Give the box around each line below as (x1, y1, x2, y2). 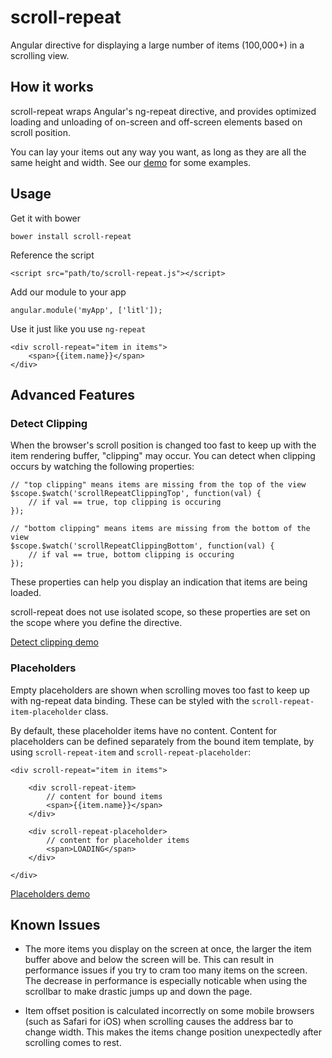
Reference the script (10, 249, 95, 261)
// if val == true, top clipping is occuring (28, 497, 222, 508)
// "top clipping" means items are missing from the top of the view (10, 480, 307, 490)
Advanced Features (10, 386, 136, 403)
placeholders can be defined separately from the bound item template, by (10, 735, 315, 747)
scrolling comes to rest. (24, 1037, 122, 1049)
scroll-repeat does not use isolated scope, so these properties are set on (10, 606, 311, 618)
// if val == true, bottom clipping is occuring (28, 550, 235, 560)
